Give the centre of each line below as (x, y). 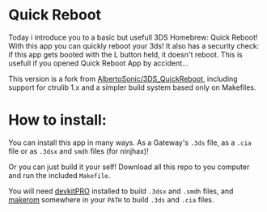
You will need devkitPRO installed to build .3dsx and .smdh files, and (121, 191)
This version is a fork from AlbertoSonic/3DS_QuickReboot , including (123, 78)
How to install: (57, 120)
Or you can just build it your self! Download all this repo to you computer (129, 167)
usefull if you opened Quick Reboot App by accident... (98, 63)
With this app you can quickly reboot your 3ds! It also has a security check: (134, 45)
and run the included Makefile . (59, 175)
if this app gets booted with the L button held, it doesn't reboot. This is (125, 54)
